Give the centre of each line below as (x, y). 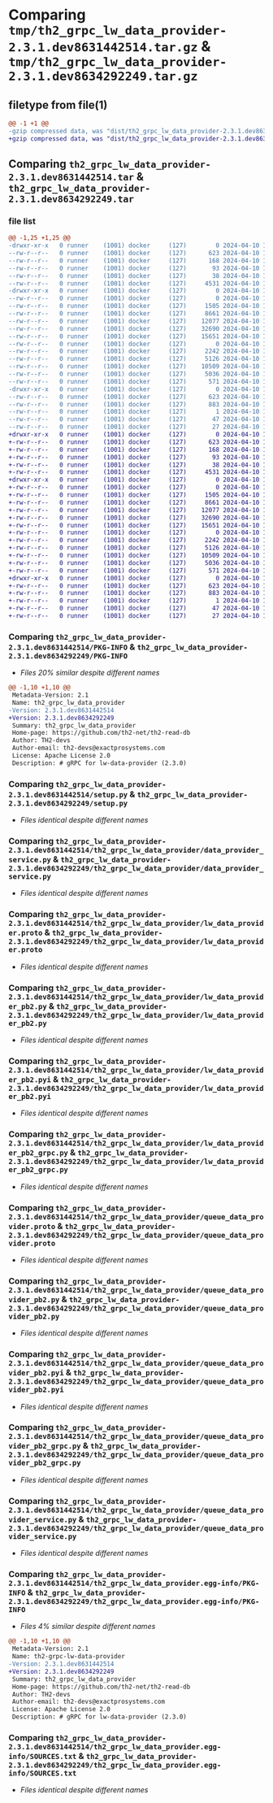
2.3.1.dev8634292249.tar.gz (103, 77)
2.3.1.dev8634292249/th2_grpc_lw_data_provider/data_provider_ (136, 869)
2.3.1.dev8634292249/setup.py (68, 803)
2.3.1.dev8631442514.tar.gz (103, 48)
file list (22, 221)
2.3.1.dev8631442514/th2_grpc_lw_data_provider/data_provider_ (136, 850)
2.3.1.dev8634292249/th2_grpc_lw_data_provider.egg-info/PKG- (134, 1602)
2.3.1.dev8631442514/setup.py (68, 795)
